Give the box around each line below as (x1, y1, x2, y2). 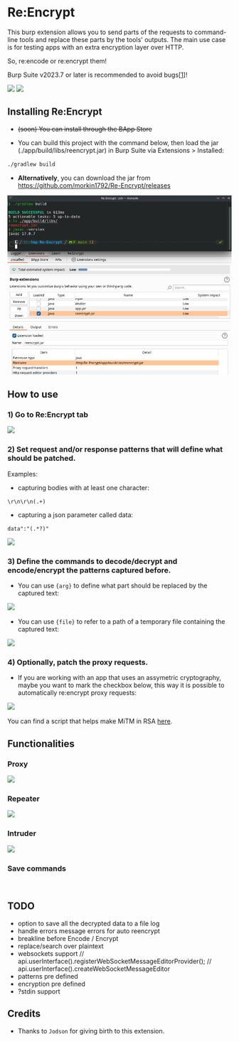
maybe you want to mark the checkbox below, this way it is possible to (17, 681, 225, 690)
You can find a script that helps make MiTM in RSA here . (7, 717, 173, 725)
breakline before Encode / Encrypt (17, 934, 119, 942)
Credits (7, 1008, 41, 1020)
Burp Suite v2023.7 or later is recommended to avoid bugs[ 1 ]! (7, 70, 188, 79)
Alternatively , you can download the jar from (17, 174, 151, 182)
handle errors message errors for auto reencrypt (17, 926, 160, 935)
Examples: (7, 469, 38, 478)
